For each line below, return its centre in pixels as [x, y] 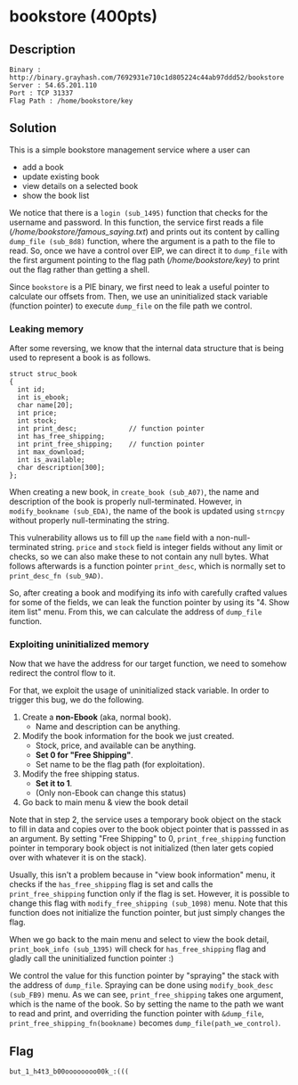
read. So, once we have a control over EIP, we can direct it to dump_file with [149, 251]
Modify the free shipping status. [81, 774]
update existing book [60, 177]
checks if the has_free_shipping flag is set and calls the [111, 884]
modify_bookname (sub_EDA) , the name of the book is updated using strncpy [147, 511]
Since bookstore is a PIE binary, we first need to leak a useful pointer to [139, 286]
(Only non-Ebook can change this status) [111, 793]
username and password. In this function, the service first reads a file [137, 222]
